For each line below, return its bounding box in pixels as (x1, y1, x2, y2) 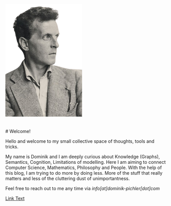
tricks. (5, 144, 19, 149)
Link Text (5, 195, 25, 201)
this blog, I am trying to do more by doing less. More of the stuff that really (5, 170, 163, 176)
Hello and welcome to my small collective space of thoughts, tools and (5, 138, 155, 144)
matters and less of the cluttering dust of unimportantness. (5, 176, 130, 181)
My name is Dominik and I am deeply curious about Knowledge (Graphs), (5, 154, 160, 160)
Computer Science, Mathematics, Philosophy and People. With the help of (5, 164, 162, 171)
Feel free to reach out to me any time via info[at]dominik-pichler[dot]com (5, 185, 160, 191)
